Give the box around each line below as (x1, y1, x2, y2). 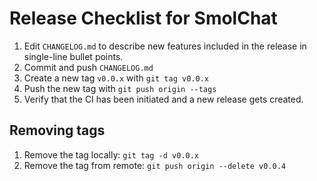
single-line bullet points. (23, 50, 124, 62)
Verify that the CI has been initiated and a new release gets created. (23, 93, 304, 105)
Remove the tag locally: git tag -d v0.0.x (23, 148, 200, 161)
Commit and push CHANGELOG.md (23, 61, 154, 73)
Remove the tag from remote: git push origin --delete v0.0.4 (23, 159, 287, 171)
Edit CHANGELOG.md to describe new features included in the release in (23, 40, 307, 52)
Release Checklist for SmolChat (9, 7, 278, 30)
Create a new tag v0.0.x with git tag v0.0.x (23, 72, 209, 84)
